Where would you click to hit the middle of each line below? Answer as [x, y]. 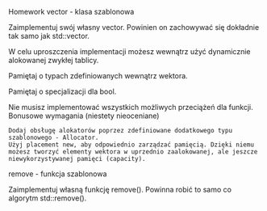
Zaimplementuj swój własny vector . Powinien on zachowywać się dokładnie [134, 27]
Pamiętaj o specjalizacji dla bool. [63, 91]
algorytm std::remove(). [48, 198]
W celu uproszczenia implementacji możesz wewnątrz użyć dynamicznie [129, 51]
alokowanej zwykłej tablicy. [54, 60]
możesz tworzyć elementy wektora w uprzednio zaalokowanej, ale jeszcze [133, 152]
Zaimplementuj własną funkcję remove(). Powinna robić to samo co [120, 190]
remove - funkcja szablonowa [58, 174]
